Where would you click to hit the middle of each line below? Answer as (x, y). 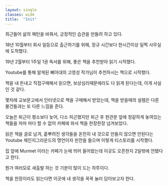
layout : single (21, 10)
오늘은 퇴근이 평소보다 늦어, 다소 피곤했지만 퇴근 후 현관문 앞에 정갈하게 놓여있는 (83, 117)
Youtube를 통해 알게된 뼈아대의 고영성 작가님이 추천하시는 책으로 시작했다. (78, 72)
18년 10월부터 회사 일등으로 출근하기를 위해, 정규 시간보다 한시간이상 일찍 (76, 45)
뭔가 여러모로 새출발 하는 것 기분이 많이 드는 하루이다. (57, 168)
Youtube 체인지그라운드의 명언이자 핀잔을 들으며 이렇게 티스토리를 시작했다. (79, 140)
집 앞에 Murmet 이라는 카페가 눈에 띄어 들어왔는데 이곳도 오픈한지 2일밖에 (77, 151)
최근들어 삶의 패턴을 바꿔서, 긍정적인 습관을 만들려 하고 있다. (64, 34)
